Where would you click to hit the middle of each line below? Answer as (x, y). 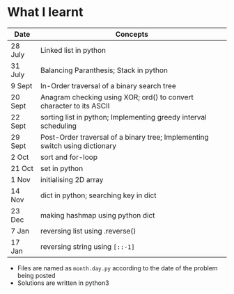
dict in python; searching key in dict (99, 195)
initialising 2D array (72, 179)
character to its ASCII (75, 106)
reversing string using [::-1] (88, 246)
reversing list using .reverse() (88, 231)
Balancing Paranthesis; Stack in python (104, 70)
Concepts (132, 34)
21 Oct (22, 168)
